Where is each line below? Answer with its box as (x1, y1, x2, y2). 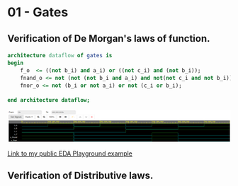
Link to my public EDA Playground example (7, 149, 133, 158)
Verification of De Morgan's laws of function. (7, 33, 210, 45)
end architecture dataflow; (7, 97, 91, 104)
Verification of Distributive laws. (7, 170, 154, 182)
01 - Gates (7, 4, 69, 21)
